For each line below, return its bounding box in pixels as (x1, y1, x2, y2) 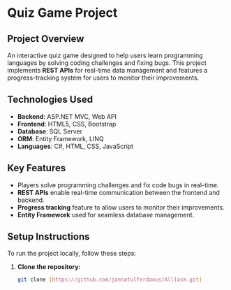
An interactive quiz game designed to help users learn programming (7, 51, 203, 59)
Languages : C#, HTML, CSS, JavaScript (17, 142, 134, 150)
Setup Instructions (7, 231, 90, 242)
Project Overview (7, 33, 84, 45)
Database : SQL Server (17, 127, 82, 136)
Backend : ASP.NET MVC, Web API (17, 112, 117, 120)
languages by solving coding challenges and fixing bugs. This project (7, 59, 207, 67)
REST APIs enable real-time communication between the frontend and (17, 188, 220, 196)
